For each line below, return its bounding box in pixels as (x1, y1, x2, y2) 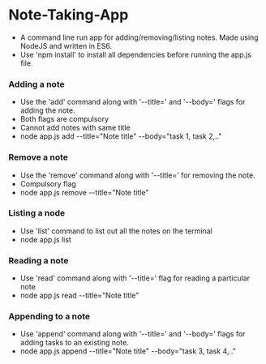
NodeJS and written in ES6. (19, 41, 112, 50)
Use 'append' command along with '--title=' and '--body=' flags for (19, 329, 246, 339)
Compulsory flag (19, 178, 77, 188)
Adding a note (8, 79, 65, 90)
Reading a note (8, 255, 69, 266)
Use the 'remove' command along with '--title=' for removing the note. (19, 170, 255, 180)
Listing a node (8, 208, 66, 219)
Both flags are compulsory (19, 114, 109, 124)
